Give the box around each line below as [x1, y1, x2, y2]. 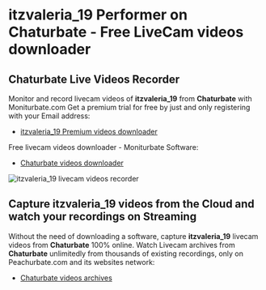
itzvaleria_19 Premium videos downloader [19, 127, 158, 136]
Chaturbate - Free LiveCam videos [8, 23, 244, 41]
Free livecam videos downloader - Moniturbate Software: [8, 143, 199, 151]
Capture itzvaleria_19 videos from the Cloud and [8, 197, 255, 211]
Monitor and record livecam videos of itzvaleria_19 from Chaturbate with [8, 94, 252, 103]
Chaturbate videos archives [19, 273, 113, 283]
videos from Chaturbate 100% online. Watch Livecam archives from [8, 240, 236, 249]
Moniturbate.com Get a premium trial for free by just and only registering [8, 103, 251, 112]
